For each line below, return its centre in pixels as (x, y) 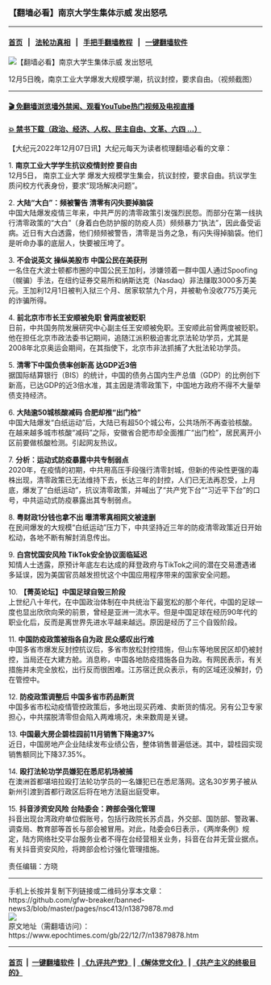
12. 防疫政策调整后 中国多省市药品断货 (71, 697)
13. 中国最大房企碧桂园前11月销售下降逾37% (81, 734)
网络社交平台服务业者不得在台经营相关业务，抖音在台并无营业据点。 (149, 839)
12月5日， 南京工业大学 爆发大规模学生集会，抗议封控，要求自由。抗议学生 (133, 176)
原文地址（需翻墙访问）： (49, 926)
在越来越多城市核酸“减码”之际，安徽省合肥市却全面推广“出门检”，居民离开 (131, 432)
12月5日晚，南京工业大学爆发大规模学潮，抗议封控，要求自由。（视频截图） (132, 79)
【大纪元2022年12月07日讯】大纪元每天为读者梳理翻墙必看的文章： (120, 148)
